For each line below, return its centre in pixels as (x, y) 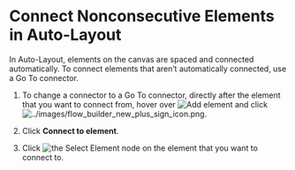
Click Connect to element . (70, 130)
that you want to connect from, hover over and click (144, 104)
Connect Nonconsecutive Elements (142, 16)
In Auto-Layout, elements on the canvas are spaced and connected (132, 59)
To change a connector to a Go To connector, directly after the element (151, 95)
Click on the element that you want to (140, 148)
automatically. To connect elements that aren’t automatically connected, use (148, 69)
